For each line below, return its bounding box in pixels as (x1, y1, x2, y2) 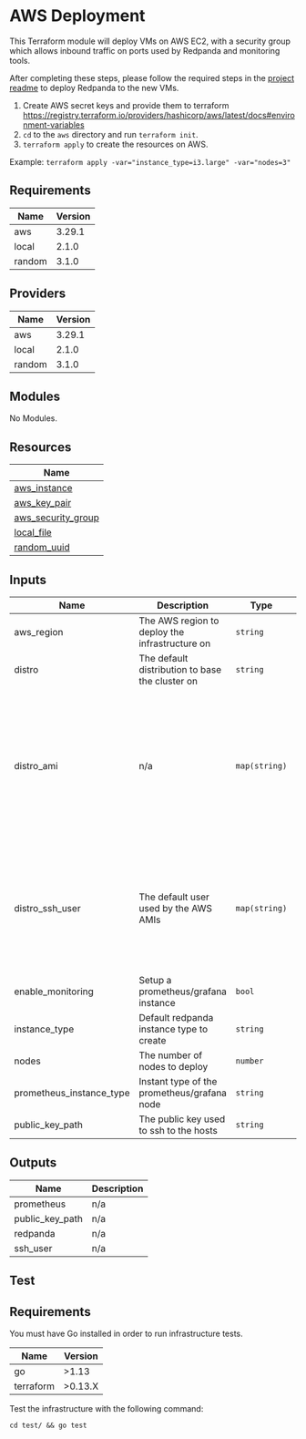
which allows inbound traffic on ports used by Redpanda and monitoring (9, 45, 280, 56)
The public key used (138, 1113, 226, 1126)
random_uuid (14, 541, 70, 554)
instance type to (138, 1023, 209, 1035)
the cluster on (138, 675, 199, 687)
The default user (138, 890, 209, 903)
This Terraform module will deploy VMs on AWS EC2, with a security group (9, 36, 291, 46)
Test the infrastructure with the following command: (9, 1403, 204, 1414)
